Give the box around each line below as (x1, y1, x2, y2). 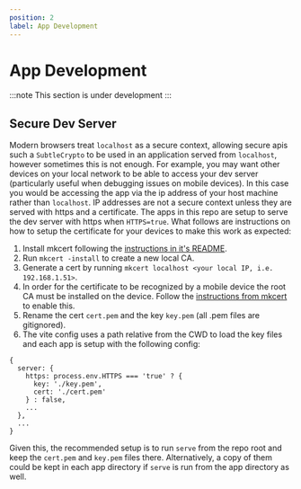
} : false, (25, 396, 66, 405)
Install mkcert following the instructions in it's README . (22, 244, 227, 254)
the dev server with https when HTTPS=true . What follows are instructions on (9, 217, 291, 227)
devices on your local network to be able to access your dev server (9, 168, 259, 180)
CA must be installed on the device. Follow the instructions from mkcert (22, 291, 288, 302)
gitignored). (22, 320, 66, 331)
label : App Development (9, 22, 99, 31)
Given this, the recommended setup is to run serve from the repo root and (9, 442, 283, 454)
